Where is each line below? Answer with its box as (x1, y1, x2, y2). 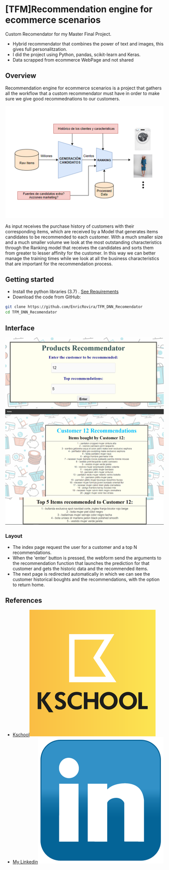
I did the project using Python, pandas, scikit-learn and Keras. (12, 52, 141, 58)
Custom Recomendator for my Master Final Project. (5, 31, 112, 37)
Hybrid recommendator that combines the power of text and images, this (12, 40, 164, 46)
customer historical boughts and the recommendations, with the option (12, 576, 160, 582)
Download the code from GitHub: (12, 294, 81, 300)
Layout (5, 533, 23, 540)
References (5, 596, 42, 605)
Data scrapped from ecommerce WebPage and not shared (12, 57, 134, 63)
